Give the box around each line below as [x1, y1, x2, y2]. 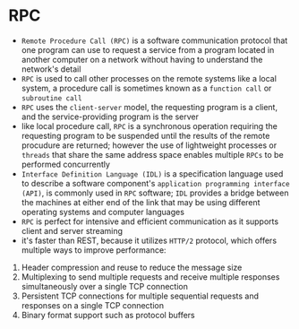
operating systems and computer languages [21, 206, 185, 217]
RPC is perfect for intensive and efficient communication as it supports [21, 216, 279, 227]
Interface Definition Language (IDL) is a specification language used [21, 168, 284, 179]
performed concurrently [21, 159, 111, 169]
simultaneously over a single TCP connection [21, 281, 189, 291]
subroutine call [21, 93, 82, 103]
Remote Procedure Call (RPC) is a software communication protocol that [21, 35, 288, 46]
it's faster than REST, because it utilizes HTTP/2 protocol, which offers [21, 235, 278, 246]
